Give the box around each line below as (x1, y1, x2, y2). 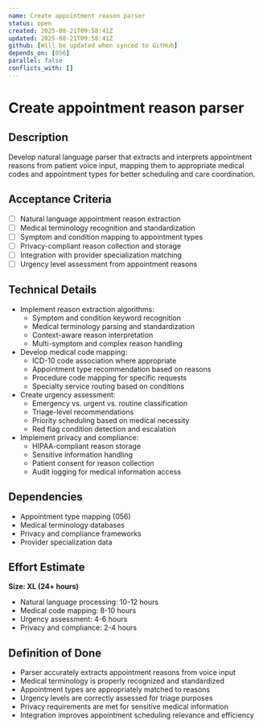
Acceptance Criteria (8, 192, 112, 206)
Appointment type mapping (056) (19, 512, 131, 521)
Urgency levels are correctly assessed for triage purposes (19, 693, 213, 703)
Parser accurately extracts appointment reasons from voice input (19, 668, 236, 677)
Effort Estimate (8, 560, 85, 574)
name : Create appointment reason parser (8, 11, 146, 20)
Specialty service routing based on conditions (31, 381, 185, 391)
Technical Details (8, 283, 97, 297)
